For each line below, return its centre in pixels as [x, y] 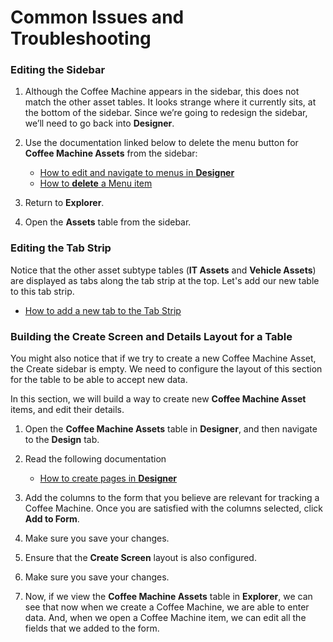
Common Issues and [97, 17]
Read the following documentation [95, 459]
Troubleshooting [81, 38]
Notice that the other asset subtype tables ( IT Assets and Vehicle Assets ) [163, 270]
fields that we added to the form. [92, 628]
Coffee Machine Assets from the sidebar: [111, 153]
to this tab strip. [42, 291]
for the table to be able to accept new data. [99, 380]
